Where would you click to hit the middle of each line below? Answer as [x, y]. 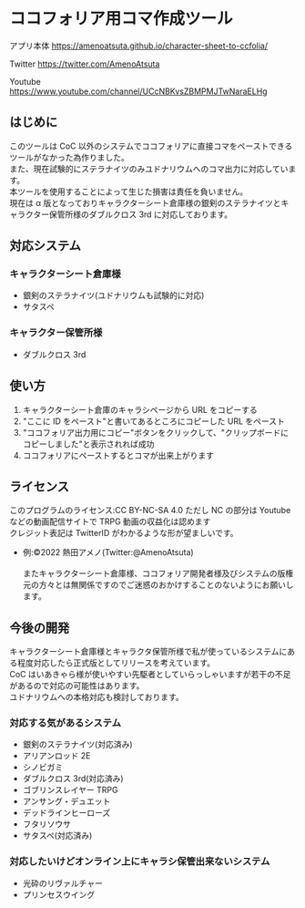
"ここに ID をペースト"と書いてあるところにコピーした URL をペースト [153, 421]
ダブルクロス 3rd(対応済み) [73, 779]
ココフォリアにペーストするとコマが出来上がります [118, 455]
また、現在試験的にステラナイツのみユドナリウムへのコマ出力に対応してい [149, 169]
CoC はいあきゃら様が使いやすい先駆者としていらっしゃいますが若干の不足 [150, 675]
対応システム [46, 246]
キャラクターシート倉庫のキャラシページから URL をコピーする [140, 409]
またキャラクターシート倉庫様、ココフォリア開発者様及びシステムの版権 [158, 573]
